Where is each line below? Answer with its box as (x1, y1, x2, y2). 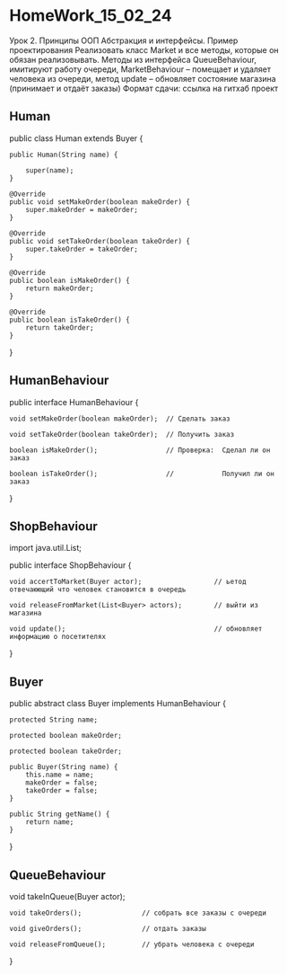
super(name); (25, 165, 74, 175)
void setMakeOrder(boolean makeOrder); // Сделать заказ (9, 414, 230, 423)
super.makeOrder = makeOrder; (25, 205, 139, 214)
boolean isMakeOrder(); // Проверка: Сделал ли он (9, 446, 271, 455)
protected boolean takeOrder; (9, 747, 123, 756)
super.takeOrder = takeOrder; (25, 244, 139, 253)
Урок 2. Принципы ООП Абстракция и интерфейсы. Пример (9, 35, 239, 46)
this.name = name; (25, 770, 94, 780)
